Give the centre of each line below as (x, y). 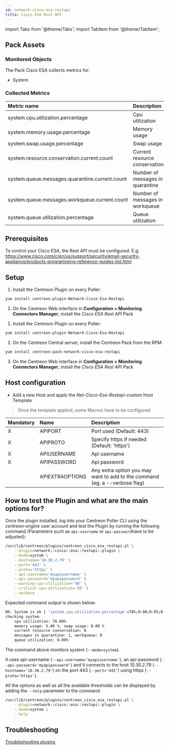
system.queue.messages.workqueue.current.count (68, 200)
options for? (25, 508)
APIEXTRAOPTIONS (63, 476)
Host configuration (35, 383)
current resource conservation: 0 (50, 631)
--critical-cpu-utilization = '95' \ (52, 588)
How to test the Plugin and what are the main (77, 501)
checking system (22, 617)
